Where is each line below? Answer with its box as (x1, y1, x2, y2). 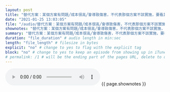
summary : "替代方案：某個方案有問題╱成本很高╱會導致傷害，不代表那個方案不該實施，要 (5, 31, 164, 36)
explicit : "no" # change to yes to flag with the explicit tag (5, 45, 142, 50)
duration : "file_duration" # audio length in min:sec (5, 36, 121, 41)
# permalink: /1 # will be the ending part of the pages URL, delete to (5, 54, 162, 60)
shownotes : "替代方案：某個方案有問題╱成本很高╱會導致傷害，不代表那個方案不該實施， (5, 26, 165, 31)
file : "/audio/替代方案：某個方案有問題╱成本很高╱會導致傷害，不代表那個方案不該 (5, 21, 158, 27)
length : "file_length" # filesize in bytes (5, 40, 99, 45)
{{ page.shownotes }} (101, 81, 146, 87)
